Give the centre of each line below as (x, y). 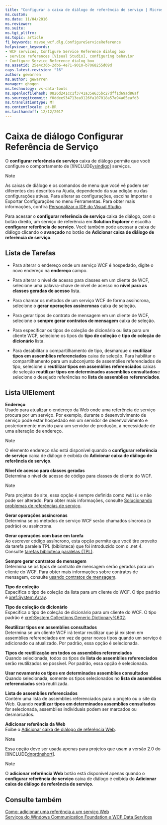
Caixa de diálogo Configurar (64, 136)
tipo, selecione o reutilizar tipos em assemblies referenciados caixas (84, 366)
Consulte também (34, 800)
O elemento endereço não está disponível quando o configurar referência (81, 450)
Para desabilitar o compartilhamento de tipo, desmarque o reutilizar (82, 350)
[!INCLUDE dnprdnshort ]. (30, 754)
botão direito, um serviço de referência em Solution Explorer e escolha (78, 221)
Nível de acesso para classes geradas (45, 471)
